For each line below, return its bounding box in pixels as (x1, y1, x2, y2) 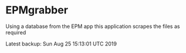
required (5, 29, 26, 36)
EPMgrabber (5, 3, 68, 17)
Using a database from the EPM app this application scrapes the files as (5, 23, 180, 30)
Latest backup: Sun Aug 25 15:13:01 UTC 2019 (5, 40, 117, 47)
